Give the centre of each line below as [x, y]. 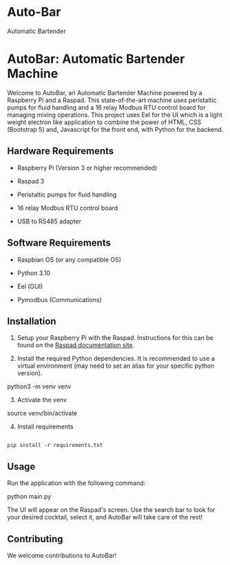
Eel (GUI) [30, 286]
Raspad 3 [31, 181]
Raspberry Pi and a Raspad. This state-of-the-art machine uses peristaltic [112, 100]
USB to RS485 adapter [49, 221]
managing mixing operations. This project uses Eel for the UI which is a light [115, 115]
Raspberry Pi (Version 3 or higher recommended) [87, 168]
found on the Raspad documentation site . [76, 345]
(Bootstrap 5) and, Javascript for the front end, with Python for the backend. [115, 129]
